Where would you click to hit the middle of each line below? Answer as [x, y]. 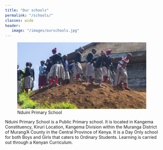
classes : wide [19, 20]
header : [13, 26]
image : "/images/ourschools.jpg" [45, 31]
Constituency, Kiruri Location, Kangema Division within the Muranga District [81, 127]
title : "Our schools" [27, 10]
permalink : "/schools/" [29, 15]
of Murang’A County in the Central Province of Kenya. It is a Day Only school [81, 132]
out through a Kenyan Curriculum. [39, 142]
